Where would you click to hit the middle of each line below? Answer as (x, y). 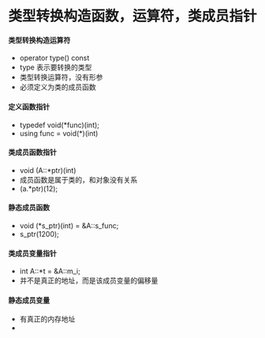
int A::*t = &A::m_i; (50, 271)
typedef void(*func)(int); (60, 125)
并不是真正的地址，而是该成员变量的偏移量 (89, 280)
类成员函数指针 (32, 152)
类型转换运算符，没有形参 (61, 77)
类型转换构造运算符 (39, 39)
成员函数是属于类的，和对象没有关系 (78, 179)
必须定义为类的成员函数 (58, 87)
